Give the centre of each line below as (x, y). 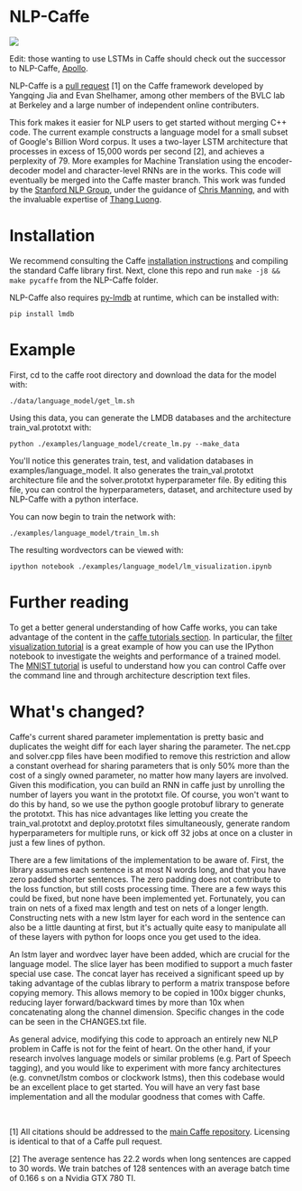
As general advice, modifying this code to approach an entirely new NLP (144, 1039)
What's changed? (77, 712)
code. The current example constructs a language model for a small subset (149, 132)
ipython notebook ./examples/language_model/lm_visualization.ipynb (141, 567)
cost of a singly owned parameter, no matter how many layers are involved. (149, 775)
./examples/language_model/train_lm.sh (84, 533)
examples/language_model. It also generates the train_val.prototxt (132, 470)
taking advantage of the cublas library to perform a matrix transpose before (150, 983)
